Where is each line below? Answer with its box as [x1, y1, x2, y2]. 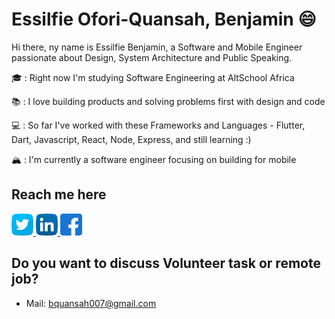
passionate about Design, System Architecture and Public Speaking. [11, 51, 293, 63]
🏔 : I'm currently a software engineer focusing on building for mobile [11, 153, 297, 165]
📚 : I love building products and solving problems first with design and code [11, 95, 326, 107]
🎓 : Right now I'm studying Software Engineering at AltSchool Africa [11, 71, 295, 83]
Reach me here [11, 186, 107, 203]
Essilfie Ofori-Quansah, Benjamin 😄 [11, 8, 317, 31]
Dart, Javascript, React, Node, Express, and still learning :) [11, 133, 252, 145]
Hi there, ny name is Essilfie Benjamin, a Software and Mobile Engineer [11, 41, 303, 53]
